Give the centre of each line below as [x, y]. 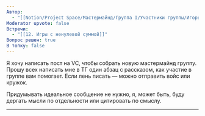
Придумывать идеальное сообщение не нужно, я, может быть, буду [95, 94]
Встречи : [17, 29]
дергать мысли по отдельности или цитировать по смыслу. [84, 100]
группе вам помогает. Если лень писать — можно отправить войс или [98, 76]
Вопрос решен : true [31, 40]
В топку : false [26, 46]
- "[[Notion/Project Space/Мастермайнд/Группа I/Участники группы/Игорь [106, 18]
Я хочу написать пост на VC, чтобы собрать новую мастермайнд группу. [102, 63]
